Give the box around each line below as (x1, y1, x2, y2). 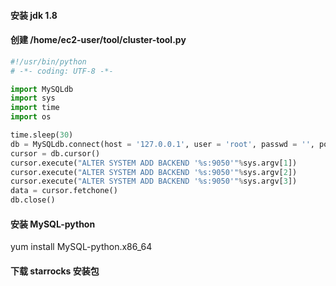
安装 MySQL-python (10, 218, 96, 230)
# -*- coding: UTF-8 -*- (10, 66, 114, 76)
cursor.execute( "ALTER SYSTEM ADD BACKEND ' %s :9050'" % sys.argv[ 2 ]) (10, 167, 298, 177)
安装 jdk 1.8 (10, 9, 58, 21)
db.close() (10, 195, 56, 205)
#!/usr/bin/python (10, 56, 87, 67)
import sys (10, 93, 56, 104)
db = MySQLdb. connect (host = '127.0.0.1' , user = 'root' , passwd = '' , (10, 139, 315, 149)
